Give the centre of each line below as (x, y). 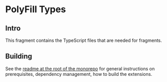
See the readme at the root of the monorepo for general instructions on (80, 69)
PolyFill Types (36, 9)
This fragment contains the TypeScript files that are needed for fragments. (84, 40)
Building (19, 56)
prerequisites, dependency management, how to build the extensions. (79, 74)
